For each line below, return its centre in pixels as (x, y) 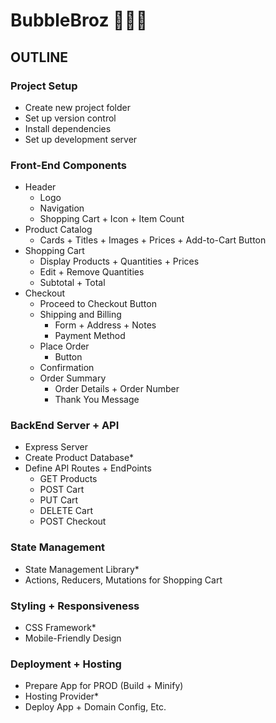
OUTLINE (39, 57)
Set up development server (81, 139)
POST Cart (62, 490)
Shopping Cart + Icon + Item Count (112, 219)
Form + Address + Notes (105, 325)
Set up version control (70, 118)
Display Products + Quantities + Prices (119, 261)
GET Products (68, 479)
